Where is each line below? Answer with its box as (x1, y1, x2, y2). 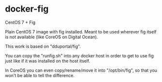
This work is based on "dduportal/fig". (5, 43, 81, 49)
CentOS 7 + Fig (5, 19, 36, 25)
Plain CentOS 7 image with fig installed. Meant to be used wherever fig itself (5, 29, 157, 34)
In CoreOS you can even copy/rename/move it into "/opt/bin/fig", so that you (5, 67, 157, 73)
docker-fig (5, 3, 49, 15)
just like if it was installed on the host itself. (5, 58, 90, 64)
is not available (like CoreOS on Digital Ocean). (5, 34, 98, 40)
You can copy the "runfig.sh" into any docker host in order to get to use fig (5, 52, 154, 59)
